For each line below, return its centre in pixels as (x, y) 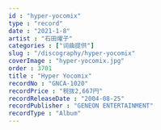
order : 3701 (30, 69)
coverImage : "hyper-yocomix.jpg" (67, 61)
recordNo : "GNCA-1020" (49, 83)
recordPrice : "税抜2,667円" (56, 91)
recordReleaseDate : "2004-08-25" (67, 99)
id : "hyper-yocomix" (45, 16)
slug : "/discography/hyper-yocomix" (72, 53)
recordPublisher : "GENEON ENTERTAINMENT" (81, 106)
